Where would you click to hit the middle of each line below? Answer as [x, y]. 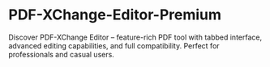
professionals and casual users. [62, 54]
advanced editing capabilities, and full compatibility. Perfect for [114, 45]
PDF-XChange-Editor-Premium [115, 15]
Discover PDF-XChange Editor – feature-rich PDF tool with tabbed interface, [135, 37]
